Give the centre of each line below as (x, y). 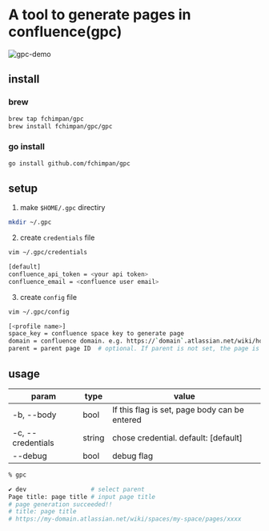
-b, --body (34, 415)
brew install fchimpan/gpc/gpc (60, 126)
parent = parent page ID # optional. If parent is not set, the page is (134, 349)
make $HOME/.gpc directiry (62, 208)
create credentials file (57, 237)
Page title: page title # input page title (82, 497)
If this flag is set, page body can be (178, 409)
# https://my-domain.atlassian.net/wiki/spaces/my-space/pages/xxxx (125, 519)
